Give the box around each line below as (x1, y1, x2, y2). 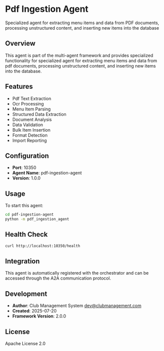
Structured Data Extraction (12, 111, 66, 117)
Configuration (5, 151, 49, 160)
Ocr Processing (12, 101, 44, 106)
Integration (5, 257, 40, 266)
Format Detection (12, 132, 48, 138)
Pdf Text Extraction (12, 95, 52, 102)
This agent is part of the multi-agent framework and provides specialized (5, 52, 154, 58)
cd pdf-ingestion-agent (5, 212, 54, 217)
